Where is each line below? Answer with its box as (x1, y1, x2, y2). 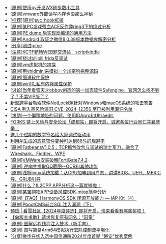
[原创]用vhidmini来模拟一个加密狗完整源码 (10, 68, 98, 74)
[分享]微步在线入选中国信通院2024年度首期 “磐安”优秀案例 (10, 233, 133, 239)
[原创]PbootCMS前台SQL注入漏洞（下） (10, 201, 94, 207)
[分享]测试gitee (10, 43, 42, 48)
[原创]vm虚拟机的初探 (10, 62, 56, 68)
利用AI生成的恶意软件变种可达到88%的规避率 (10, 138, 105, 144)
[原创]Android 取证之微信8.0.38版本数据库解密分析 (10, 36, 116, 42)
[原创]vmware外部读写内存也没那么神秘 (10, 11, 93, 17)
